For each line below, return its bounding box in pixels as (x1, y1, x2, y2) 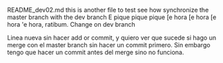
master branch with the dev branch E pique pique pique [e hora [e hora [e (7, 13, 217, 21)
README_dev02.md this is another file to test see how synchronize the (7, 6, 209, 14)
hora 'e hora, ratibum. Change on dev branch (7, 21, 136, 28)
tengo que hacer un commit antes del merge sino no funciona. (7, 48, 184, 56)
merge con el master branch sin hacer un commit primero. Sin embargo (7, 41, 211, 49)
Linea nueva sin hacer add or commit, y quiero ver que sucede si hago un (7, 34, 216, 42)
